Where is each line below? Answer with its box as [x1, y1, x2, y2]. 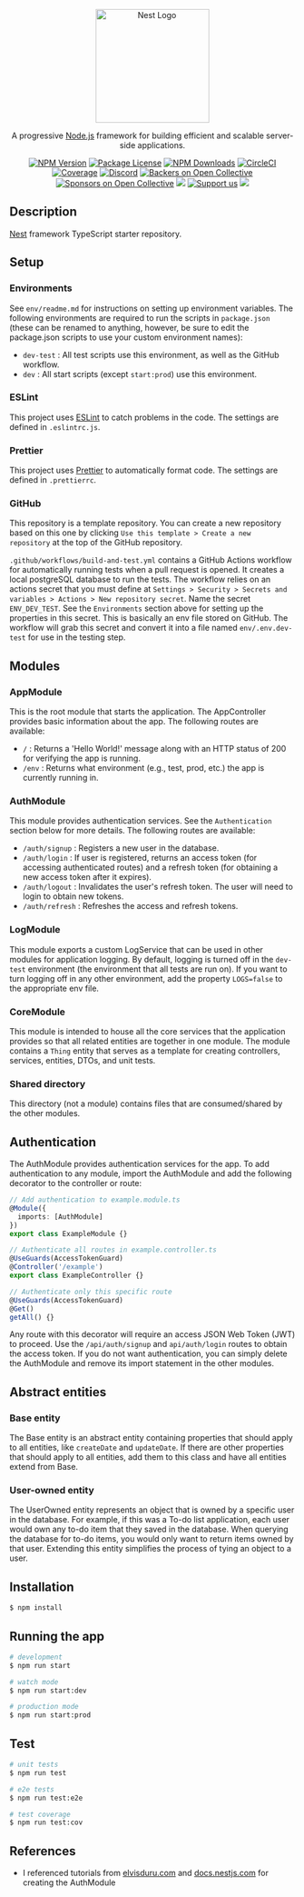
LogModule [9, 924, 61, 936]
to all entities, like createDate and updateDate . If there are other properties [9, 1442, 284, 1453]
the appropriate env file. [9, 983, 100, 993]
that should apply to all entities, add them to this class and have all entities [9, 1452, 288, 1463]
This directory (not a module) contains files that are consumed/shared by [9, 1098, 283, 1109]
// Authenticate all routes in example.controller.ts [9, 1245, 218, 1254]
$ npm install [9, 1603, 64, 1612]
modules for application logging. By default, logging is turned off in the [9, 953, 274, 964]
